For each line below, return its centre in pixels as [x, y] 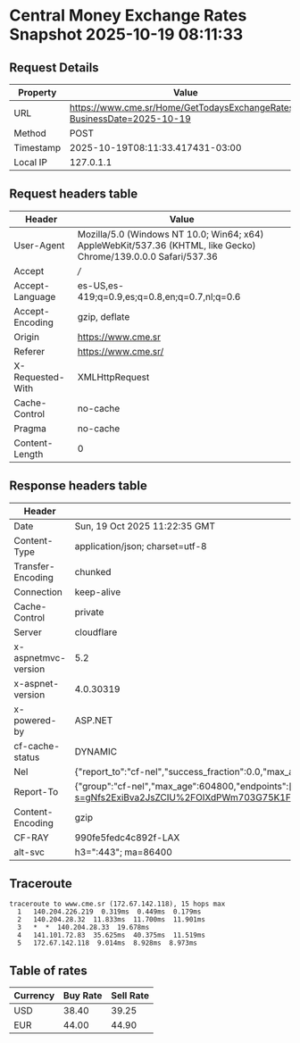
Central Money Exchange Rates [128, 16]
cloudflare [96, 632]
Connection [38, 592]
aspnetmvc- [40, 657]
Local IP [30, 162]
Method [30, 133]
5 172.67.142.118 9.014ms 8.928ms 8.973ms [108, 943]
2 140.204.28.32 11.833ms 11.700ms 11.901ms [111, 920]
